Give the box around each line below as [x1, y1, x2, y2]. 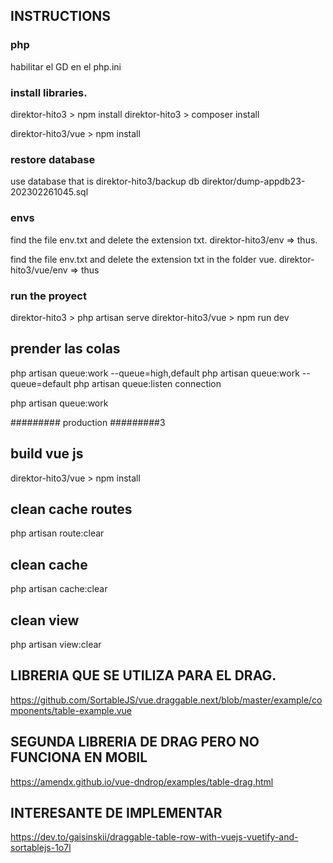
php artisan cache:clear [10, 583, 108, 595]
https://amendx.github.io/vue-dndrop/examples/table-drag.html [10, 775, 274, 788]
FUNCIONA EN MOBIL [10, 749, 148, 766]
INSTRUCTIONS [10, 8, 112, 25]
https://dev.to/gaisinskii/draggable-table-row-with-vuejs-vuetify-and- [10, 831, 299, 843]
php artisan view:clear [10, 638, 102, 650]
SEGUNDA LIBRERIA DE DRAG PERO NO [10, 734, 260, 751]
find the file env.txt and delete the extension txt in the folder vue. [10, 253, 277, 265]
